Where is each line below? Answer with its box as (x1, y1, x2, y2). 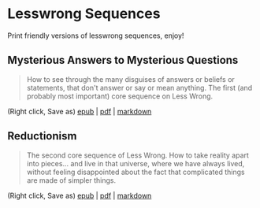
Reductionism (7, 129, 77, 143)
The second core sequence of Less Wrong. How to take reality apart (26, 150, 250, 160)
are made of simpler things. (26, 175, 117, 185)
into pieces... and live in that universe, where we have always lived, (26, 158, 245, 168)
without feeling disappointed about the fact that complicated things (26, 167, 245, 176)
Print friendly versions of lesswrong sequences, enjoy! (7, 31, 184, 40)
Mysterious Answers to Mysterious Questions (7, 54, 239, 67)
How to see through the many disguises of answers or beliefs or (26, 74, 236, 84)
